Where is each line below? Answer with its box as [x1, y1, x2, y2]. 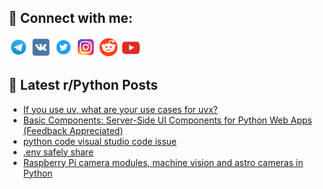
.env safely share [22, 146, 95, 158]
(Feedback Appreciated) [22, 124, 124, 136]
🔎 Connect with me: [8, 10, 133, 27]
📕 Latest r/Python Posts [8, 77, 159, 94]
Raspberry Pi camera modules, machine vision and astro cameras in [22, 156, 304, 168]
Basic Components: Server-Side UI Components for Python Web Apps [22, 114, 313, 126]
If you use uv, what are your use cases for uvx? [22, 103, 218, 115]
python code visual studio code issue [22, 135, 178, 147]
